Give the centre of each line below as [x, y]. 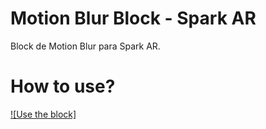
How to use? [63, 86]
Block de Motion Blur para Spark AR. [85, 46]
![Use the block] [43, 114]
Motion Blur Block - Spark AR [133, 18]
